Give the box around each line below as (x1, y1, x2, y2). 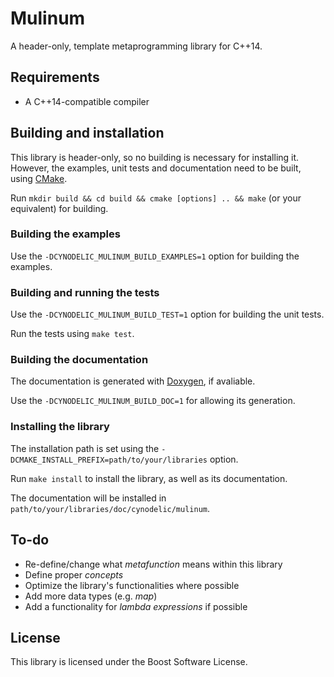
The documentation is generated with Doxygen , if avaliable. (10, 375, 256, 387)
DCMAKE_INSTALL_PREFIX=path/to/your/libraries (10, 455, 208, 465)
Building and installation (10, 125, 165, 142)
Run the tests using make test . (10, 328, 135, 340)
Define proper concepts (24, 568, 124, 581)
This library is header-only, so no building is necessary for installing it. (10, 151, 300, 163)
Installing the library (10, 420, 110, 434)
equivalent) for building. (10, 202, 109, 214)
